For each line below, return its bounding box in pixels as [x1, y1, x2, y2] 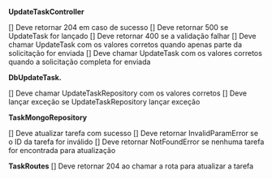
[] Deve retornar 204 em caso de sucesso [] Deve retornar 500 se [8, 23, 229, 32]
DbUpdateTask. [8, 73, 63, 82]
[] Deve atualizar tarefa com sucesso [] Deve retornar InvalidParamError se [8, 129, 258, 138]
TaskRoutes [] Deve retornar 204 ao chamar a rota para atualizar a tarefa [8, 161, 254, 171]
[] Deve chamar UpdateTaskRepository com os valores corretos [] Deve [8, 88, 248, 98]
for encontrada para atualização [8, 146, 116, 155]
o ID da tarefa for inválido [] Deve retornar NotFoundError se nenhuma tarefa [8, 137, 265, 147]
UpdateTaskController [8, 7, 85, 16]
